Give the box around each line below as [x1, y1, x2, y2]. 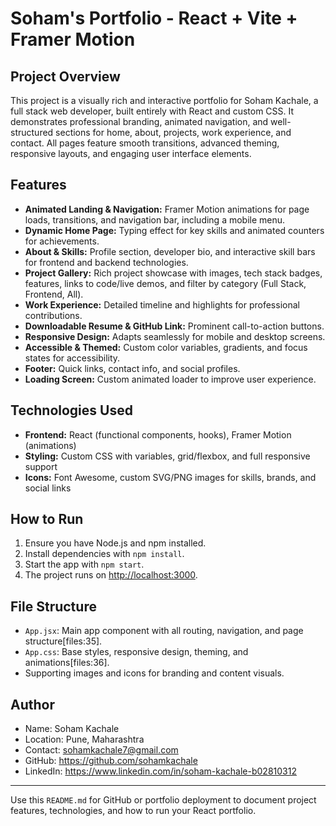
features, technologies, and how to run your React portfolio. [10, 805, 257, 817]
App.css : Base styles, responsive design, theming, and [24, 646, 249, 658]
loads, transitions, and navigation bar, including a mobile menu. [24, 213, 286, 226]
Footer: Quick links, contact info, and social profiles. [24, 362, 241, 374]
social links [24, 482, 72, 494]
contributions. [24, 309, 83, 321]
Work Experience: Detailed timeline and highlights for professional [24, 298, 300, 311]
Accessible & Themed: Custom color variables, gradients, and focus [24, 341, 308, 353]
